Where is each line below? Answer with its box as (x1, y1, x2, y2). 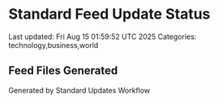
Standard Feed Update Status (8, 5, 211, 24)
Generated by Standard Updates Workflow (8, 85, 151, 95)
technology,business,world (8, 40, 99, 49)
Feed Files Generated (8, 64, 118, 78)
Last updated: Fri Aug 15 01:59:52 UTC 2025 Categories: (8, 32, 197, 41)
